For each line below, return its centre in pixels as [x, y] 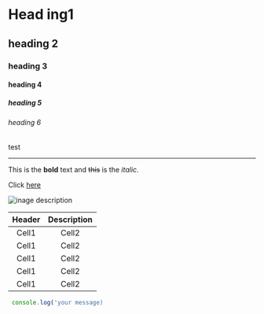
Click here [25, 185]
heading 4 [25, 85]
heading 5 [25, 102]
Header [26, 220]
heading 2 [33, 44]
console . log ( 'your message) [57, 302]
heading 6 [25, 123]
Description [70, 220]
